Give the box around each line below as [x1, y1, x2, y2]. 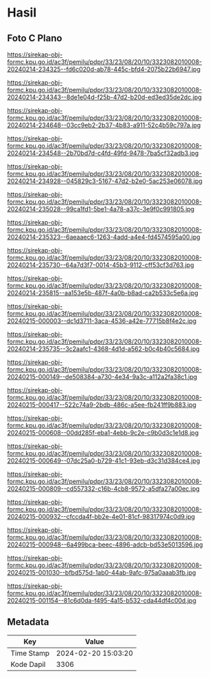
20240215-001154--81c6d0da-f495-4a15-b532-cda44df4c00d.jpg [7, 597, 197, 604]
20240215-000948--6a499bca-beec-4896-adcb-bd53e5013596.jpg [7, 540, 204, 549]
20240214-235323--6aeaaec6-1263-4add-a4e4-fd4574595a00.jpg [7, 233, 200, 241]
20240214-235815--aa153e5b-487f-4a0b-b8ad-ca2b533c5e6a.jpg [7, 289, 199, 297]
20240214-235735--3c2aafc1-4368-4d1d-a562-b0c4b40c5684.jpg [7, 345, 200, 352]
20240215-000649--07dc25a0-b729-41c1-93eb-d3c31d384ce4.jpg [7, 456, 200, 465]
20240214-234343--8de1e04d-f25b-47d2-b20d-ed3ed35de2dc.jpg [7, 93, 202, 101]
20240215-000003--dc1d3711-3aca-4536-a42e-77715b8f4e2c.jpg [7, 317, 197, 325]
